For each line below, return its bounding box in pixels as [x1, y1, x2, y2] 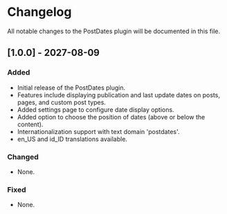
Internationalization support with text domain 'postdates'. [17, 127, 180, 135]
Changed [7, 152, 39, 162]
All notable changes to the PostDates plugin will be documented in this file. [7, 27, 221, 35]
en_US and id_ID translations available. [17, 135, 128, 143]
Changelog [7, 4, 72, 20]
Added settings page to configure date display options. [17, 105, 174, 114]
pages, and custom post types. [17, 98, 106, 106]
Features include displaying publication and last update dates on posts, [17, 90, 220, 99]
